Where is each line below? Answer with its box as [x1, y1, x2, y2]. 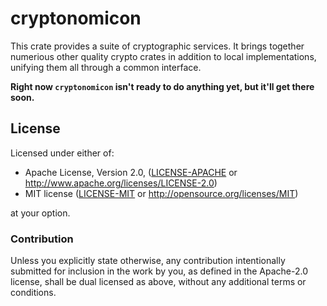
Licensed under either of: [10, 147, 115, 159]
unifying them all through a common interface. [10, 61, 202, 73]
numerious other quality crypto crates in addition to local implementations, [10, 50, 317, 62]
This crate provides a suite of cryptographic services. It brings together [10, 40, 305, 52]
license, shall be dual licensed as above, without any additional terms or [10, 276, 307, 288]
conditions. [10, 287, 57, 299]
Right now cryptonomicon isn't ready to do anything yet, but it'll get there [10, 80, 315, 92]
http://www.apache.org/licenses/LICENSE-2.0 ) [24, 177, 218, 189]
